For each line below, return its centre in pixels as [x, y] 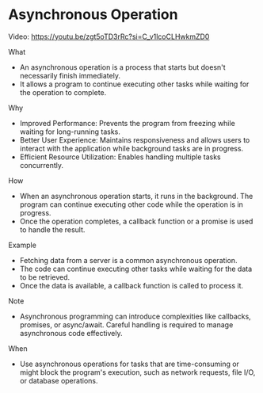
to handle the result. [52, 229]
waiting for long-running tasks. [70, 132]
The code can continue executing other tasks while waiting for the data [136, 269]
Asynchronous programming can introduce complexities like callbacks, [135, 316]
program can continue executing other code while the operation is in [131, 204]
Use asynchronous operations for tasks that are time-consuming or [130, 364]
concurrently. [42, 165]
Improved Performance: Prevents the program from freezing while [127, 123]
